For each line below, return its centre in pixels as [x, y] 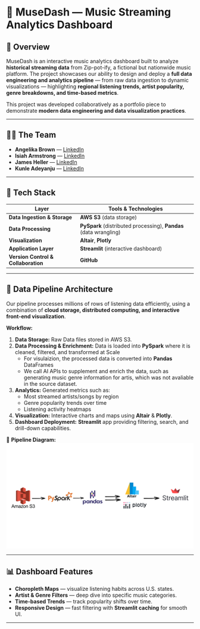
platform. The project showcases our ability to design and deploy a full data [99, 74]
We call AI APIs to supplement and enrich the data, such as [96, 371]
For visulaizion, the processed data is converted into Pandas [98, 358]
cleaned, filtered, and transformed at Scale [67, 352]
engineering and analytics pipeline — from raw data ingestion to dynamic [98, 80]
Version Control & [31, 257]
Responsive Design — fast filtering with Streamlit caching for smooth [101, 608]
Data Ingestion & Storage [40, 218]
